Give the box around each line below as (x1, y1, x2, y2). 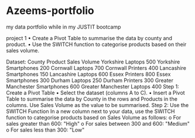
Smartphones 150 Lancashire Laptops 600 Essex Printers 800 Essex (6, 70, 171, 77)
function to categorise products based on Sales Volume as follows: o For (6, 114, 182, 121)
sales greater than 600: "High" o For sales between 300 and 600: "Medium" (6, 120, 190, 127)
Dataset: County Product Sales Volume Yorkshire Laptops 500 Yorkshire (6, 58, 180, 65)
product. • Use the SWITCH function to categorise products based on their (6, 41, 187, 48)
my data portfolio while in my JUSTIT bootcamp (6, 23, 121, 30)
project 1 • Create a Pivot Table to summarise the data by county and (6, 34, 173, 41)
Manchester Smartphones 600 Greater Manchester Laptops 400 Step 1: (6, 83, 180, 90)
